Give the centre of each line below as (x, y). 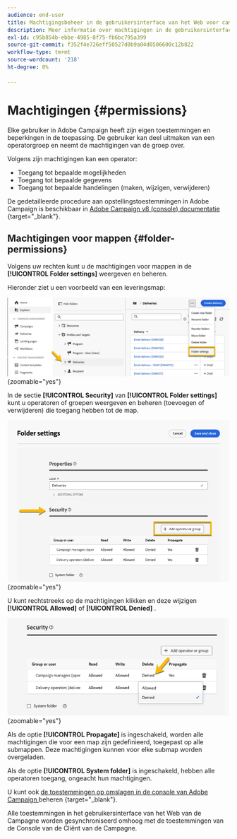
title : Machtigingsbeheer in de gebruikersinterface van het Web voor (113, 22)
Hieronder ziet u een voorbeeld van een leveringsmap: (86, 288)
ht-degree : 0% (28, 67)
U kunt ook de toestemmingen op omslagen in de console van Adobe (108, 792)
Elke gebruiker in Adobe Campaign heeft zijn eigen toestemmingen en (109, 130)
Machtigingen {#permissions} (97, 110)
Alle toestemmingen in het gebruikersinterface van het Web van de (104, 813)
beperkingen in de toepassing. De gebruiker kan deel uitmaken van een (111, 137)
